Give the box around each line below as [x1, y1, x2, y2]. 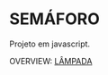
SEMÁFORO [9, 9, 101, 29]
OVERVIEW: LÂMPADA [9, 55, 93, 66]
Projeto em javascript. [9, 38, 91, 49]
